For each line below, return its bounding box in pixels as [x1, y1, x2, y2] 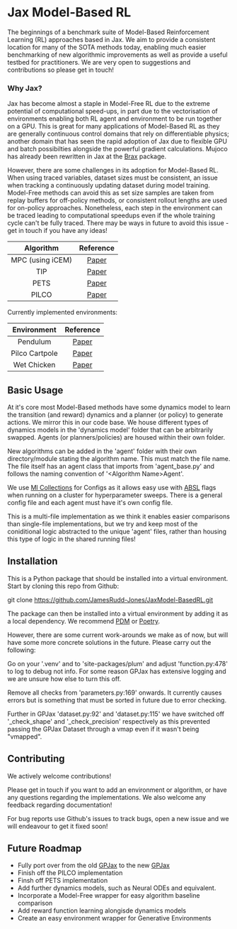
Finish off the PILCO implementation [17, 869, 123, 877]
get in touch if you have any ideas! [7, 227, 108, 235]
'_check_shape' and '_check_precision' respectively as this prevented [7, 717, 211, 725]
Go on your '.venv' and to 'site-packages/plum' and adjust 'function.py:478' [7, 659, 229, 668]
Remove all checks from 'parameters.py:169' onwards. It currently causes [7, 688, 222, 697]
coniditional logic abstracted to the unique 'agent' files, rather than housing [7, 527, 226, 536]
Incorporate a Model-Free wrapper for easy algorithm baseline [17, 891, 200, 900]
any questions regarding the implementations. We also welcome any [7, 793, 207, 801]
